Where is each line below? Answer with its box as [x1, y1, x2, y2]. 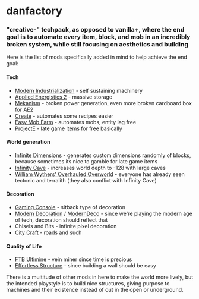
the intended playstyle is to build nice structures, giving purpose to [6, 280, 170, 287]
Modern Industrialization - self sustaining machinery [14, 87, 143, 94]
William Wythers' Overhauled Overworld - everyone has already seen [14, 171, 185, 178]
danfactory [6, 4, 62, 18]
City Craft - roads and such [14, 229, 82, 236]
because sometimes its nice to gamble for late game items [14, 158, 158, 165]
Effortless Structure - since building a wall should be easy [14, 262, 156, 269]
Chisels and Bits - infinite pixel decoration [14, 223, 117, 230]
